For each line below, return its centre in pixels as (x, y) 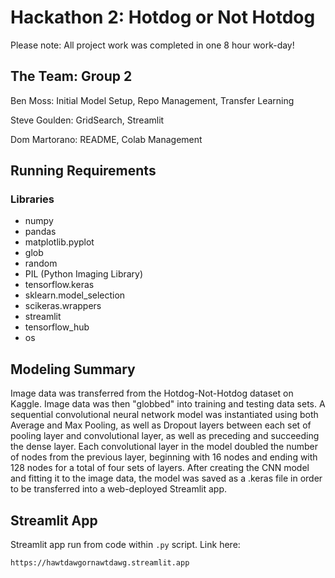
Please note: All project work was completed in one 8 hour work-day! (152, 45)
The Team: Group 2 (71, 76)
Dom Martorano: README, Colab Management (106, 139)
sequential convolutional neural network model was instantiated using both (164, 415)
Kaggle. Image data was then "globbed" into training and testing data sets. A (168, 404)
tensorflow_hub (57, 327)
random (41, 263)
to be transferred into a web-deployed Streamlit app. (119, 489)
